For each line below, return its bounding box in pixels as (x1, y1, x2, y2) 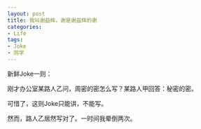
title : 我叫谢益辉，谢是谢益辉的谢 (7, 17, 97, 24)
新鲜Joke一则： (7, 69, 53, 78)
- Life (7, 29, 27, 37)
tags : (7, 36, 23, 43)
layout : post (7, 10, 46, 18)
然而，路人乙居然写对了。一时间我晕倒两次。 (7, 114, 137, 123)
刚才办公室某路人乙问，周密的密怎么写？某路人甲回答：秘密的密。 (7, 84, 197, 93)
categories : (7, 23, 42, 30)
